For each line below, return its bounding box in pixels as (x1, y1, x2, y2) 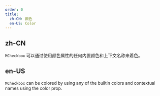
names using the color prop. (5, 85, 63, 91)
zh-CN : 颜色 (9, 16, 33, 21)
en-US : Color (9, 21, 36, 26)
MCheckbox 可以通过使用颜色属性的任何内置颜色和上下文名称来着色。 (5, 52, 143, 59)
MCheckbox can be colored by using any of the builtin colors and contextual (5, 80, 156, 86)
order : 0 (5, 7, 23, 12)
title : (5, 12, 19, 17)
